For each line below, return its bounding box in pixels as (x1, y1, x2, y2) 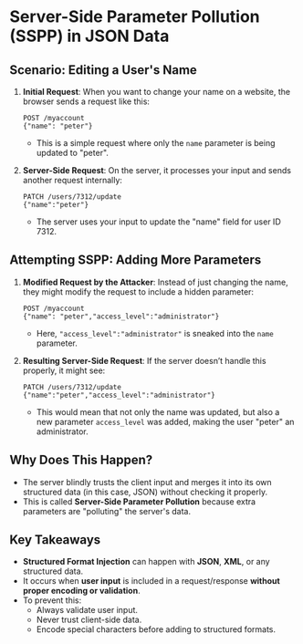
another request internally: (22, 175, 123, 185)
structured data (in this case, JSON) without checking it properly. (22, 486, 267, 497)
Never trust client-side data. (36, 614, 142, 626)
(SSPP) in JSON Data (9, 26, 170, 47)
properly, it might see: (22, 365, 106, 376)
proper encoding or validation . (22, 586, 141, 597)
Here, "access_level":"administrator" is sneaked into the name (36, 327, 274, 338)
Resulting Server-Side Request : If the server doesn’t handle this (22, 355, 266, 366)
